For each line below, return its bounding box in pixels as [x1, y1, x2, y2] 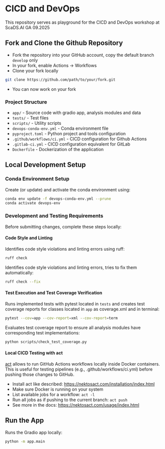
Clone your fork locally [12, 68, 59, 74]
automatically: [5, 269, 33, 275]
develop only [12, 57, 38, 63]
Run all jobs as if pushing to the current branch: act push [12, 397, 128, 403]
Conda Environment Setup [5, 176, 70, 183]
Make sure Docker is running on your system [12, 386, 103, 392]
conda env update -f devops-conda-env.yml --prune [5, 196, 111, 201]
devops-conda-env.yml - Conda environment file [12, 125, 109, 131]
